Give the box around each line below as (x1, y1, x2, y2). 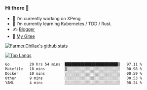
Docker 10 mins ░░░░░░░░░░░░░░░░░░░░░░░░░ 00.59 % (5, 71, 142, 76)
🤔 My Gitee (12, 33, 36, 39)
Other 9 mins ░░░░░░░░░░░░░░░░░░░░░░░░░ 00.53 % (5, 76, 142, 81)
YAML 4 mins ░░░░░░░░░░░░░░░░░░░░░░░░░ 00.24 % (5, 80, 142, 85)
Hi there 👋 (5, 4, 30, 11)
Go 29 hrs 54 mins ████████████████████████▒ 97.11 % (5, 62, 142, 67)
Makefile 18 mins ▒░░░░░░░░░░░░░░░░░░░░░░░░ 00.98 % (5, 66, 142, 72)
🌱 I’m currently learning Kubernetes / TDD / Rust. (12, 21, 112, 27)
